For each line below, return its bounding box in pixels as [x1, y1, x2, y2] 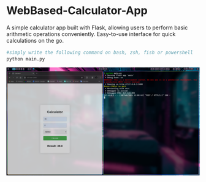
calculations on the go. [6, 37, 64, 44]
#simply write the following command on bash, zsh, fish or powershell [6, 49, 193, 56]
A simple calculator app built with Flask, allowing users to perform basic [6, 24, 188, 31]
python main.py [6, 56, 45, 62]
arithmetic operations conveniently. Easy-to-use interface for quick [6, 30, 176, 37]
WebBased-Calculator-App [6, 4, 148, 18]
